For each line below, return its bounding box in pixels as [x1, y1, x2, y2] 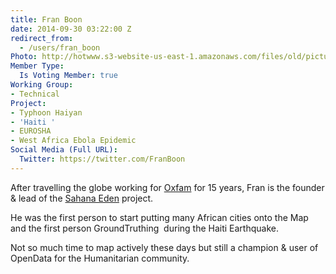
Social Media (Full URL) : [10, 145, 118, 155]
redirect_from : [10, 33, 74, 43]
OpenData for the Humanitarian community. [10, 252, 190, 264]
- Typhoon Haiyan [10, 107, 83, 118]
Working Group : [10, 80, 74, 90]
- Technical [10, 89, 60, 99]
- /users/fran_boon [19, 42, 101, 53]
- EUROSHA [10, 126, 52, 136]
